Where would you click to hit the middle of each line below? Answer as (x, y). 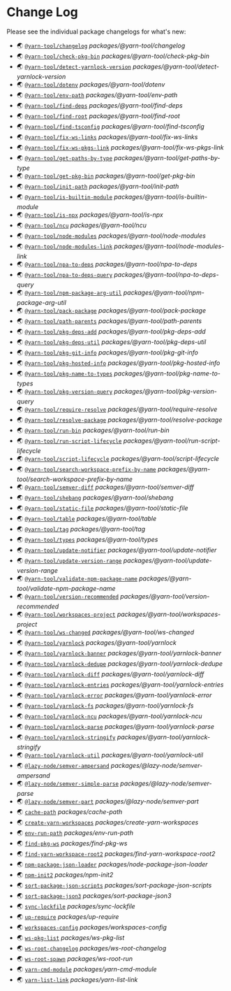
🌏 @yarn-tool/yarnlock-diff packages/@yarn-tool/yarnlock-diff (110, 674)
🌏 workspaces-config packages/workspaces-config (91, 927)
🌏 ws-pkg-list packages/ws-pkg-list (70, 937)
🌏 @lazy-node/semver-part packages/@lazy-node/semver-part (108, 801)
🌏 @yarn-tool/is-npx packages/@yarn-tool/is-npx (90, 215)
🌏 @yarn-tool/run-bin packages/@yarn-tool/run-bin (93, 430)
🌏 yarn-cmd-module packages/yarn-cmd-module (87, 969)
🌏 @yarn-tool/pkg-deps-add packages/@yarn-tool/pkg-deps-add (111, 331)
